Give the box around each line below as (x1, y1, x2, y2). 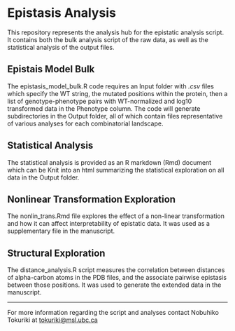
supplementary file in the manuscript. (7, 227, 115, 236)
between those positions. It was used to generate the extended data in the (7, 281, 222, 289)
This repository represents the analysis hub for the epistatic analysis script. (7, 28, 225, 36)
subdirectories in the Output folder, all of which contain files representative (7, 112, 223, 120)
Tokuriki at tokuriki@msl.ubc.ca (7, 316, 98, 324)
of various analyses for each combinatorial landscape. (7, 119, 164, 128)
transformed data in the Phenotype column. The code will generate (7, 104, 201, 113)
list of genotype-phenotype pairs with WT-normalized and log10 (7, 97, 192, 105)
